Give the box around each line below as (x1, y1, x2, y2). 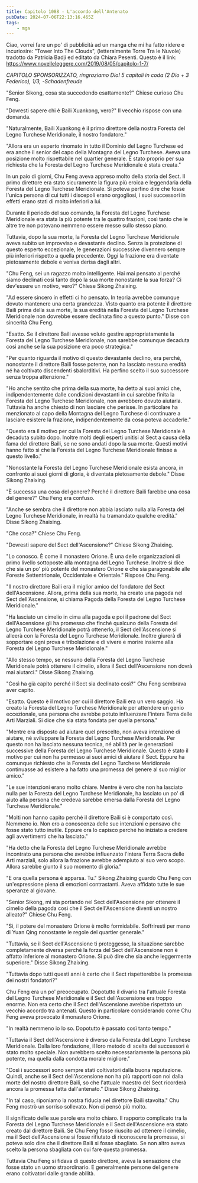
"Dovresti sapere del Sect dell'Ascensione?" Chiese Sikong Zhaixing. (6, 541, 174, 548)
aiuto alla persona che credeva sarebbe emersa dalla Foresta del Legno (6, 796, 180, 804)
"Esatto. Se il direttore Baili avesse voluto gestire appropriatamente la (6, 330, 174, 337)
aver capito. (6, 687, 35, 694)
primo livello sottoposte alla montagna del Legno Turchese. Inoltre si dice (6, 559, 184, 566)
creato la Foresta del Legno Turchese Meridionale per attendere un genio (6, 704, 184, 711)
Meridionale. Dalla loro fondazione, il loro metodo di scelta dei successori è (6, 1042, 189, 1049)
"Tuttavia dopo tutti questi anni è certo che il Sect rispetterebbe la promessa (6, 970, 192, 978)
